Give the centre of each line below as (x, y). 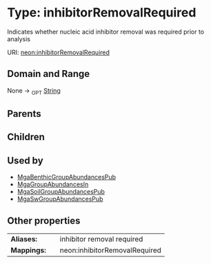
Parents (24, 114)
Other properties (44, 220)
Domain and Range (49, 74)
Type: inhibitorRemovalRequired (102, 13)
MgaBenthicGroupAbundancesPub (66, 177)
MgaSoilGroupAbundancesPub (61, 192)
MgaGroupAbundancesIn (53, 184)
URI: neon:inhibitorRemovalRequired (59, 52)
